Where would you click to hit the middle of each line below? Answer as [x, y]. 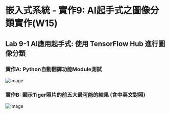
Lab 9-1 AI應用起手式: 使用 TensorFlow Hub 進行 [82, 44]
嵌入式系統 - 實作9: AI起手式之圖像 [78, 10]
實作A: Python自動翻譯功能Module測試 [54, 69]
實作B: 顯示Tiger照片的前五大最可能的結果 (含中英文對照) [75, 95]
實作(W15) [36, 23]
